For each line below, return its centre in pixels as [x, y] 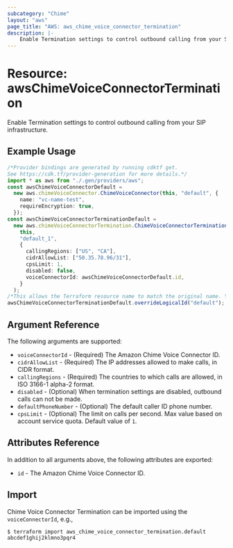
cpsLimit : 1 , [44, 264]
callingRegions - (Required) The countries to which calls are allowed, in [120, 377]
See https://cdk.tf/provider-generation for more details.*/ [97, 174]
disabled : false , [51, 271]
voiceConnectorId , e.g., [40, 519]
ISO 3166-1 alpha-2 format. [56, 384]
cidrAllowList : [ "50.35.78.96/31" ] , [78, 258]
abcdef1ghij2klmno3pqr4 [42, 538]
